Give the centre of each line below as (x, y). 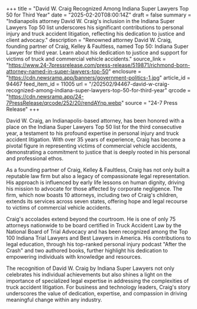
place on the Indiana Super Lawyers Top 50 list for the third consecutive (94, 127)
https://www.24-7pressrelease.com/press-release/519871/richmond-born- (99, 65)
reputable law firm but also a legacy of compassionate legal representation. (98, 176)
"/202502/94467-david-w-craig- (129, 84)
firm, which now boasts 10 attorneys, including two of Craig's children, (92, 195)
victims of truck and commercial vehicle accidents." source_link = (86, 59)
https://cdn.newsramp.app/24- (46, 96)
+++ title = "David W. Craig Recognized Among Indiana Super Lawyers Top (98, 9)
